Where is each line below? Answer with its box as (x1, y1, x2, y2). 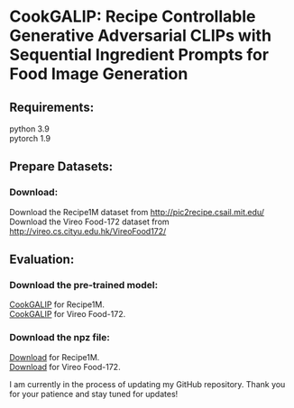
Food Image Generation (9, 64, 188, 85)
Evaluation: (9, 252, 75, 267)
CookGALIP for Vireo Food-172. (9, 309, 126, 320)
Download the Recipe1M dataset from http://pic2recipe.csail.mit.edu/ (9, 206, 264, 217)
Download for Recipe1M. (9, 351, 100, 362)
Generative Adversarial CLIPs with (9, 25, 272, 46)
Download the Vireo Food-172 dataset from (9, 216, 170, 227)
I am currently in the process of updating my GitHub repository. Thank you (9, 378, 286, 389)
